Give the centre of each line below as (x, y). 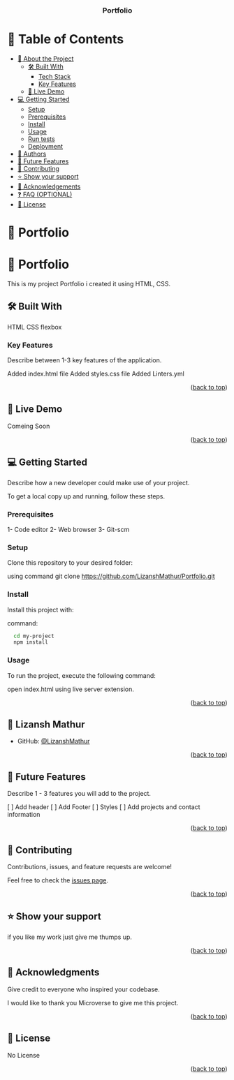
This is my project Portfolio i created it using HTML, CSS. (89, 283)
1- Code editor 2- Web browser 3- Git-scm (68, 530)
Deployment (45, 146)
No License (24, 1055)
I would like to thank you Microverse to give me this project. (93, 1003)
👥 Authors (32, 154)
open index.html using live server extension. (71, 689)
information (24, 815)
